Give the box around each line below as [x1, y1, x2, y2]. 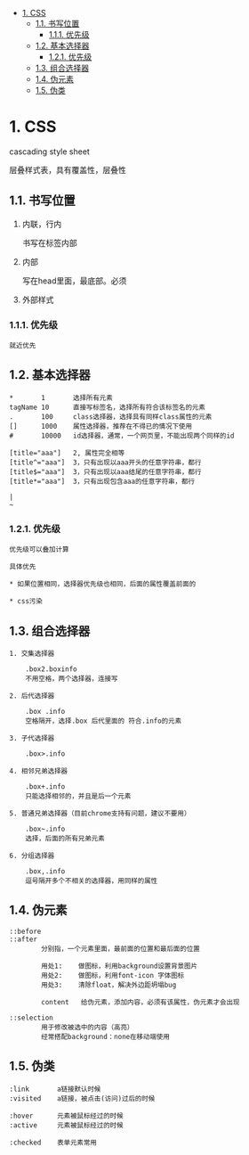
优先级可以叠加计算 [9, 545, 69, 554]
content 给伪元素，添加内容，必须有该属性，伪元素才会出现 [41, 997, 240, 1006]
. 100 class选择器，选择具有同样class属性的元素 [9, 412, 213, 422]
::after [9, 935, 38, 944]
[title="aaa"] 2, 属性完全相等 [9, 448, 125, 457]
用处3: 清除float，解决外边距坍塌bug [41, 980, 177, 989]
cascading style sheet [9, 146, 91, 157]
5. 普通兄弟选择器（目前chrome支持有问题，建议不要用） [9, 808, 191, 818]
